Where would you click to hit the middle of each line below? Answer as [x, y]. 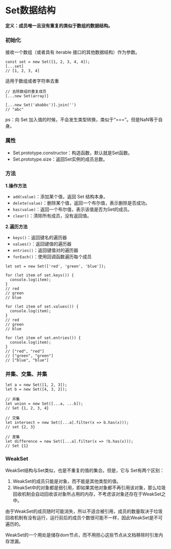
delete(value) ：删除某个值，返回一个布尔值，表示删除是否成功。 [81, 203]
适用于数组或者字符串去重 [32, 81]
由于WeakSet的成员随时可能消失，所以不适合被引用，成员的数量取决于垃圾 [84, 511]
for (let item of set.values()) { [42, 306]
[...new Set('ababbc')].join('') [41, 105]
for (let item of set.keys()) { [40, 275]
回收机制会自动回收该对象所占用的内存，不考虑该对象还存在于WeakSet [87, 494]
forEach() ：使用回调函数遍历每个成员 [52, 257]
